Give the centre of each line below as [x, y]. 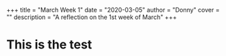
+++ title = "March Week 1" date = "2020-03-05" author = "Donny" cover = [113, 10]
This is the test [49, 45]
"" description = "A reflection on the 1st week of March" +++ [92, 17]
